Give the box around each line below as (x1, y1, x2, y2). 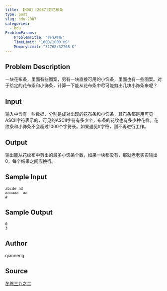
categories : (5, 21, 30, 26)
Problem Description (5, 63, 71, 71)
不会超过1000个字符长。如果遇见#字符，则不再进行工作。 (31, 124, 149, 130)
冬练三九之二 (5, 281, 31, 287)
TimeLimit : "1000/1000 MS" (14, 40, 70, 45)
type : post (5, 12, 28, 17)
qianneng (5, 252, 25, 258)
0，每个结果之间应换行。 (5, 158, 56, 164)
